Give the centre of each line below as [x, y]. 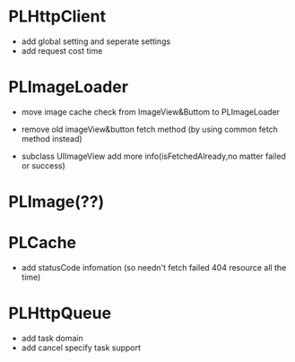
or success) [43, 165]
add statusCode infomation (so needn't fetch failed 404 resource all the [154, 267]
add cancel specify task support [81, 348]
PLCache [43, 243]
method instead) [52, 138]
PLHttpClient [57, 17]
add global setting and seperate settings [96, 41]
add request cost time [62, 50]
